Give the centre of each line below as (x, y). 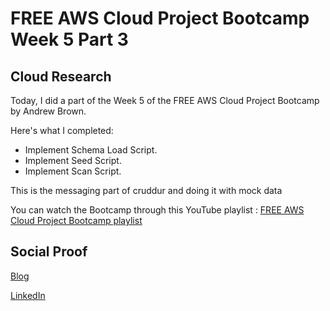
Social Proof (49, 252)
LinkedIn (28, 295)
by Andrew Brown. (48, 111)
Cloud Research (61, 76)
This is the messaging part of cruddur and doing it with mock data (146, 190)
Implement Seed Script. (73, 160)
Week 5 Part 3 (69, 39)
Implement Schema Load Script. (91, 150)
